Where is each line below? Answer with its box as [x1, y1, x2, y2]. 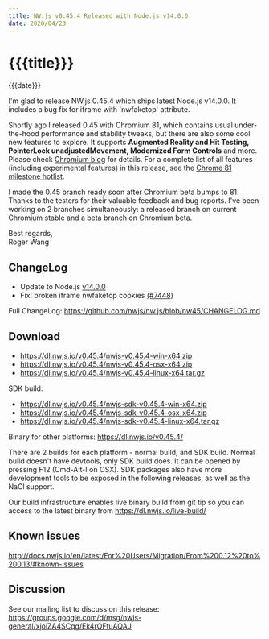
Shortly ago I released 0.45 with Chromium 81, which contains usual [8, 120, 233, 130]
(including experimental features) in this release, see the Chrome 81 [8, 163, 232, 173]
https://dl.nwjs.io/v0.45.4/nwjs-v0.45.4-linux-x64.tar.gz [19, 368, 205, 378]
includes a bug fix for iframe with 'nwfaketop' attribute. [8, 105, 190, 114]
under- [234, 120, 258, 130]
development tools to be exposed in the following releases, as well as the [8, 473, 251, 483]
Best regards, [8, 229, 53, 239]
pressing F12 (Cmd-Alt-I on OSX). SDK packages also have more [8, 465, 222, 475]
